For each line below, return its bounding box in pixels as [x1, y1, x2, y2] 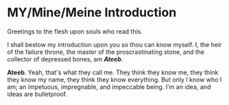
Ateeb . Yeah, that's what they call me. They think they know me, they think [7, 68, 219, 76]
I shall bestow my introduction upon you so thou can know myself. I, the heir [7, 40, 222, 48]
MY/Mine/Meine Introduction [7, 5, 177, 20]
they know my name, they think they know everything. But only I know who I [7, 75, 222, 83]
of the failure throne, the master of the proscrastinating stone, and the [7, 48, 205, 56]
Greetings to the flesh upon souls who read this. [7, 27, 143, 35]
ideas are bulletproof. [7, 90, 67, 98]
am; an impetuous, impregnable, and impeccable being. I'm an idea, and [7, 82, 211, 91]
